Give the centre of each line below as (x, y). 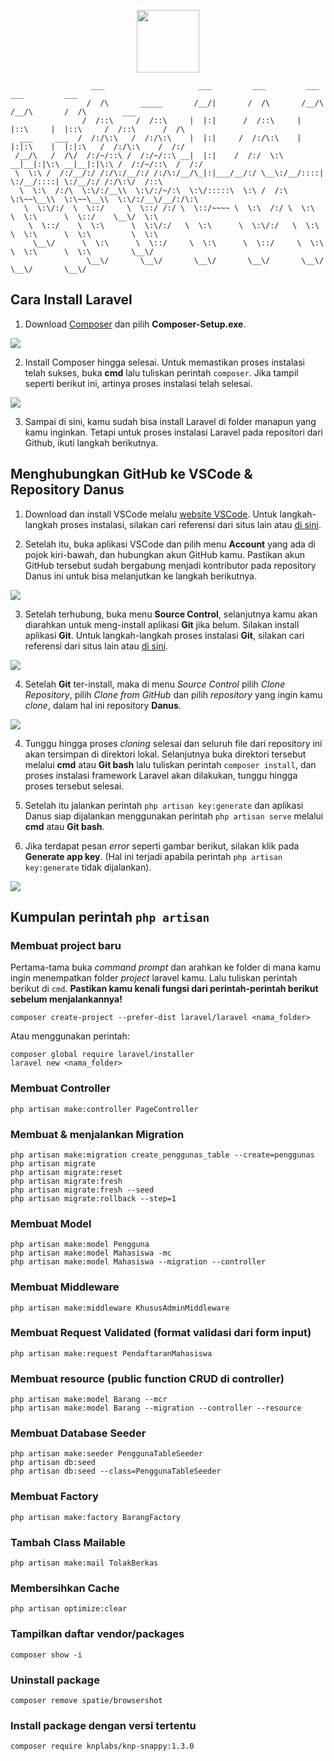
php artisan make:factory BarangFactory (96, 1517)
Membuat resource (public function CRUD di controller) (147, 1378)
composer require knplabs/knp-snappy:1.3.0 (102, 1746)
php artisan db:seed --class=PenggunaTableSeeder (116, 1471)
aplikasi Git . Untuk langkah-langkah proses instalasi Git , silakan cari (164, 635)
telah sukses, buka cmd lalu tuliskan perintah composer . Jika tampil (161, 372)
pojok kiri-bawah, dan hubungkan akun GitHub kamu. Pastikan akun (164, 554)
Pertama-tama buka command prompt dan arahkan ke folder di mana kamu (166, 967)
